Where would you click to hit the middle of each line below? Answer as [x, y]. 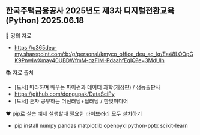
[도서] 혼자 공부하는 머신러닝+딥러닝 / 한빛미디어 [71, 101]
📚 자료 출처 [20, 72]
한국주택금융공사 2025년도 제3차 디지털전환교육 [90, 11]
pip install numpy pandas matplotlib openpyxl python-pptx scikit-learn [101, 125]
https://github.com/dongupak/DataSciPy [64, 94]
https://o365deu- [36, 47]
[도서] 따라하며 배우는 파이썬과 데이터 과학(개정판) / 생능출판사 [87, 87]
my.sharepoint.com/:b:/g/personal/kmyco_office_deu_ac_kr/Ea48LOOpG [104, 54]
